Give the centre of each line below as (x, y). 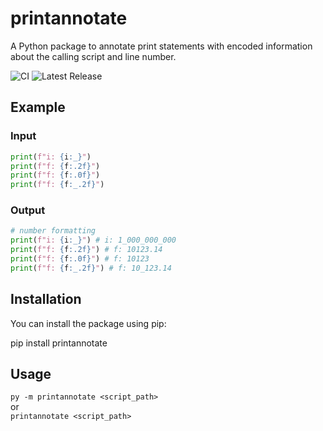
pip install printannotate (59, 343)
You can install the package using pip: (88, 323)
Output (28, 210)
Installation (46, 299)
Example (38, 107)
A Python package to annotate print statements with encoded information (161, 46)
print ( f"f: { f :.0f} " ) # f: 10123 (80, 259)
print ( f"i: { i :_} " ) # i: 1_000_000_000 (93, 240)
